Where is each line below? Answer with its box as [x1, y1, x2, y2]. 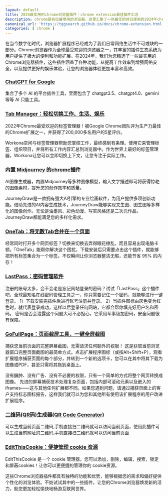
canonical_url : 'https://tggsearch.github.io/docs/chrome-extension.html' [5, 21, 164, 27]
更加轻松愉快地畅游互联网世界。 [22, 485, 88, 491]
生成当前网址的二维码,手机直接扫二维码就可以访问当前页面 [9, 430, 129, 436]
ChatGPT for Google [5, 78, 55, 85]
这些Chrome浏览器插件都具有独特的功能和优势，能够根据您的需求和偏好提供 [5, 473, 162, 479]
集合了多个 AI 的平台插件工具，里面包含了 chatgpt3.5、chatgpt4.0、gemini [5, 90, 159, 96]
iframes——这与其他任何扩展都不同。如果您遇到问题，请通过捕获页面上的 [5, 385, 156, 391]
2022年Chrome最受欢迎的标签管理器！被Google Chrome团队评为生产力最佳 [5, 122, 161, 129]
